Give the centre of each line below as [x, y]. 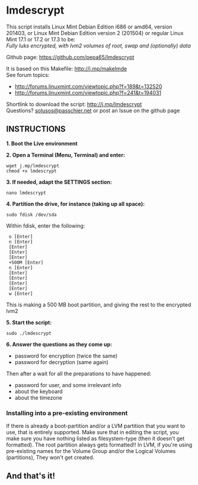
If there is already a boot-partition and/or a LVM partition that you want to [96, 426]
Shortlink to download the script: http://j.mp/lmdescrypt [74, 104]
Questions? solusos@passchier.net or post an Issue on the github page [93, 110]
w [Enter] [21, 293]
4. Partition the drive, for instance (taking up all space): [76, 204]
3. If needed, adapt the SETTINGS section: [59, 182]
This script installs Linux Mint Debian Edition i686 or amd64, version [89, 27]
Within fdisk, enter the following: [46, 225]
